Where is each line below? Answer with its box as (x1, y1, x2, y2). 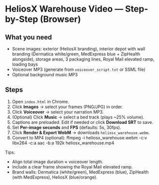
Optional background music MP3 (12, 72, 78, 77)
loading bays (12, 62, 38, 67)
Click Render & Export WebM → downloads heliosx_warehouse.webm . (12, 130, 150, 135)
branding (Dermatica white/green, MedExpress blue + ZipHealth (12, 51, 141, 57)
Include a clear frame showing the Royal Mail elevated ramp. (12, 164, 133, 169)
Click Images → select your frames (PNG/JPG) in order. (12, 103, 123, 110)
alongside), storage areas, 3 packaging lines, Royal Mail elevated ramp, (12, 56, 155, 62)
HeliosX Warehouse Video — (5, 3, 124, 15)
